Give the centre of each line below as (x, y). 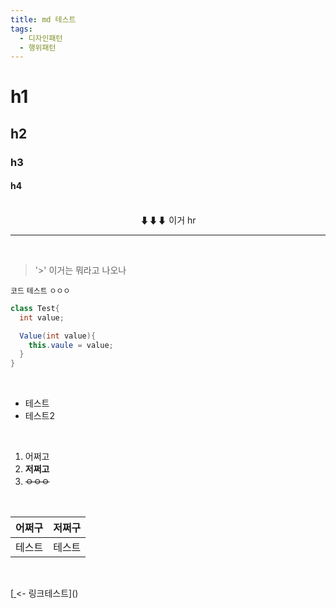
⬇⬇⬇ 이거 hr (168, 220)
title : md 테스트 (43, 19)
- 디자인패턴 (41, 38)
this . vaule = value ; (71, 345)
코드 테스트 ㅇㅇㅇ (40, 291)
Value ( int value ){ (58, 336)
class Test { (35, 308)
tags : (21, 29)
